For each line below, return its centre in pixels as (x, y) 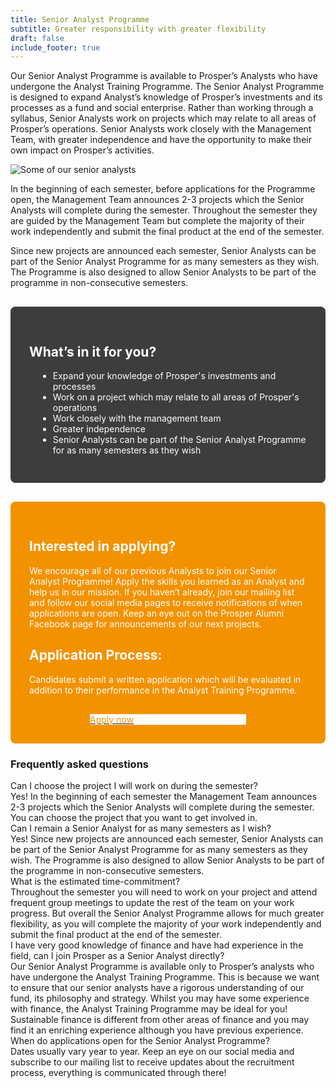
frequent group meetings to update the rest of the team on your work (152, 902)
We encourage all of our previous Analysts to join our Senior (153, 570)
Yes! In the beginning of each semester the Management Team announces (164, 796)
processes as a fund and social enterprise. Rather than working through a (162, 108)
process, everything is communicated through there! (118, 1072)
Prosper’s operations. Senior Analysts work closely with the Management (161, 129)
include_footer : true (55, 47)
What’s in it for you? (93, 351)
